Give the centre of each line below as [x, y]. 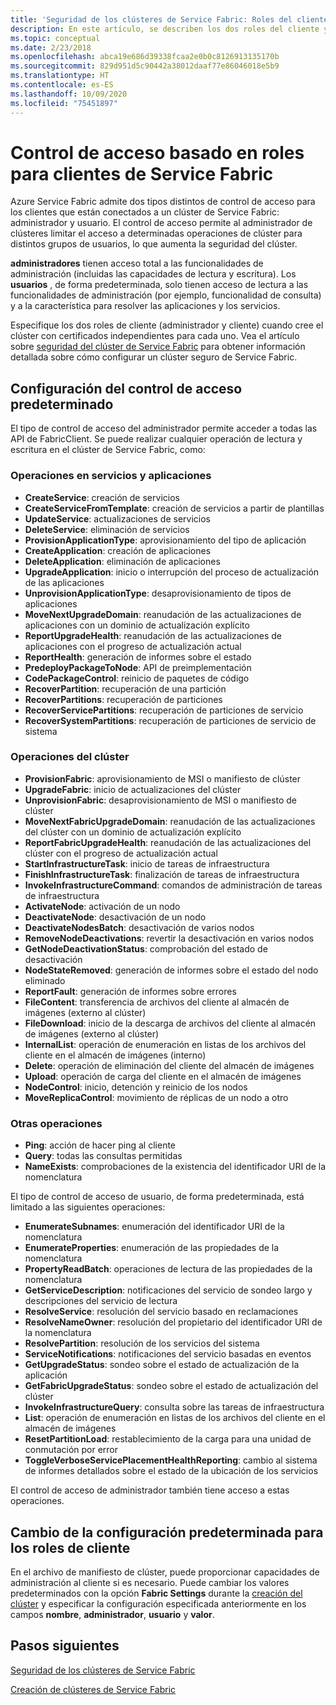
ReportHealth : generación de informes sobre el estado [138, 657]
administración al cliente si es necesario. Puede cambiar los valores [150, 1582]
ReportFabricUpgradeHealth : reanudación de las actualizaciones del [168, 842]
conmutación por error [71, 1450]
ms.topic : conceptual [55, 38]
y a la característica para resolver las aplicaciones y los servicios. [145, 306]
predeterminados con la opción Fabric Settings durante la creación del [156, 1593]
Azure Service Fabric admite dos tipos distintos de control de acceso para [163, 202]
